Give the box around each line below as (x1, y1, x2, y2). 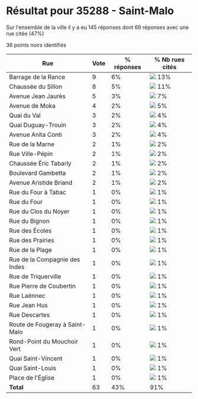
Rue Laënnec (9, 291, 46, 300)
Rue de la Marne (9, 140, 55, 148)
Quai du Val (9, 111, 41, 119)
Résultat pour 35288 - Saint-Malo (6, 4, 174, 18)
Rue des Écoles (9, 226, 52, 235)
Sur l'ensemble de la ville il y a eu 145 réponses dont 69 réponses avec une (6, 24, 189, 31)
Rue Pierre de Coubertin (9, 282, 76, 290)
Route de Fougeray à (9, 320, 67, 329)
